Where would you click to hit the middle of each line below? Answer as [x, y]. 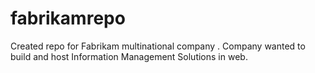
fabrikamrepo [68, 18]
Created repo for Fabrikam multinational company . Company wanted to [158, 46]
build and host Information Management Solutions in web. [129, 56]
